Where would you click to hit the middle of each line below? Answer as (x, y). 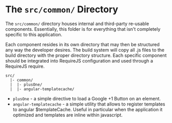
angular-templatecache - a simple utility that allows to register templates (89, 104)
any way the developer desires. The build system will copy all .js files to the (85, 50)
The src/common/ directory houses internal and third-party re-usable (77, 24)
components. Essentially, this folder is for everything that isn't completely (83, 29)
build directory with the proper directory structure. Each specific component (86, 55)
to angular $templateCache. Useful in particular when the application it (88, 109)
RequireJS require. (25, 66)
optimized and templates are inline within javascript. (68, 115)
